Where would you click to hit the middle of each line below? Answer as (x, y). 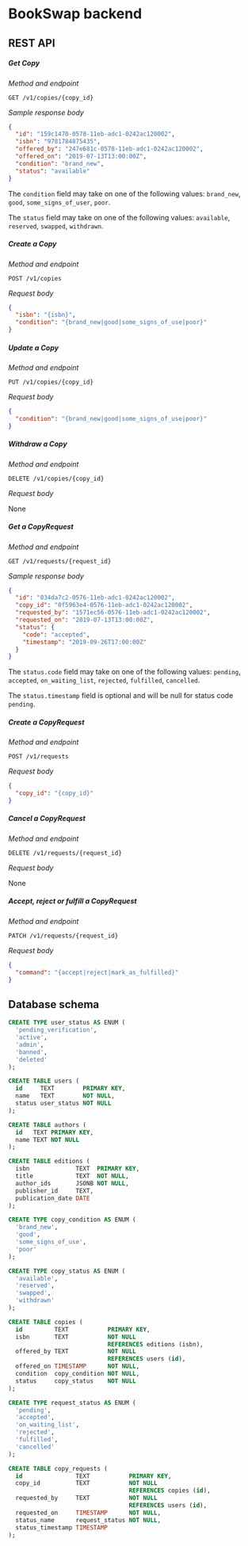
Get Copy (24, 63)
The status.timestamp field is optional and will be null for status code (121, 696)
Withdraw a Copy (38, 444)
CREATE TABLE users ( (44, 1081)
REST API (32, 43)
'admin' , (30, 1044)
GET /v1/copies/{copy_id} (51, 97)
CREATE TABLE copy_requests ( (58, 1468)
